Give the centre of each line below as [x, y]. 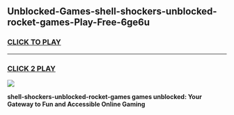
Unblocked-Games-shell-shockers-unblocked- [112, 11]
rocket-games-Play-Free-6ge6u [79, 23]
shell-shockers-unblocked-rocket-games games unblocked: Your [104, 96]
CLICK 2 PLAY [31, 68]
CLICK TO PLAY [34, 43]
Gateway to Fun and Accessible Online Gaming [76, 104]
